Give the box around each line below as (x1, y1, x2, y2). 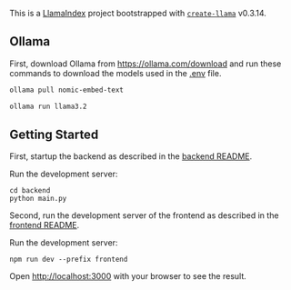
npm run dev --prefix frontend (9, 255, 128, 265)
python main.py (9, 195, 67, 204)
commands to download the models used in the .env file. (9, 67, 222, 78)
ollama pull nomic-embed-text (9, 85, 125, 95)
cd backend (9, 186, 51, 195)
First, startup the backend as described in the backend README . (9, 151, 253, 162)
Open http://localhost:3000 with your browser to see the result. (9, 271, 247, 282)
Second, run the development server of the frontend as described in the (9, 210, 279, 221)
